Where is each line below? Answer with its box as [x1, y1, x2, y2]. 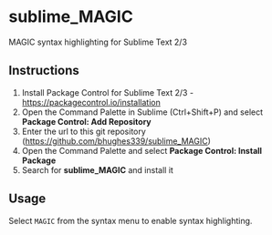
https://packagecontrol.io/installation [21, 97, 161, 107]
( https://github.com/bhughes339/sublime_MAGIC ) [21, 135, 212, 147]
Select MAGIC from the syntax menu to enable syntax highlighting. [8, 215, 253, 226]
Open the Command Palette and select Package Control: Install [21, 145, 262, 156]
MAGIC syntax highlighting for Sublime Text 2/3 [8, 36, 188, 47]
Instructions [8, 63, 79, 78]
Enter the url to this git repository [21, 126, 147, 137]
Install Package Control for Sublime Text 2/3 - [21, 87, 194, 97]
